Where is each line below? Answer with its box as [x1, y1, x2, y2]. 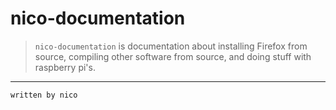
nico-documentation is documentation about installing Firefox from [34, 40, 308, 52]
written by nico [10, 90, 78, 100]
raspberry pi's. [34, 61, 96, 73]
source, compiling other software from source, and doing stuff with [34, 50, 312, 62]
